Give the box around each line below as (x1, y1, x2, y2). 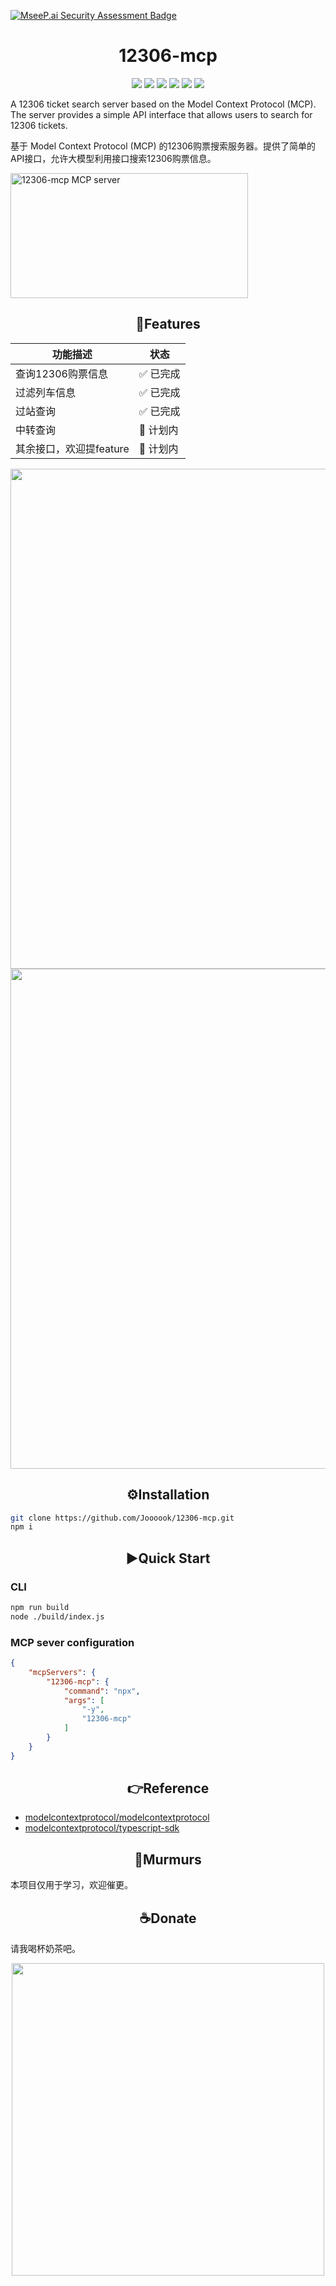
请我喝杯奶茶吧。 (10, 1943, 81, 1955)
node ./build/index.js (10, 1611, 105, 1622)
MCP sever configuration (10, 1635, 135, 1649)
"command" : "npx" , (63, 1686, 141, 1696)
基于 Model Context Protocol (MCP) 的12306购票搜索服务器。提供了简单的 (10, 140, 316, 152)
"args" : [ (63, 1695, 105, 1705)
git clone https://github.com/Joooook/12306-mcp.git (10, 1513, 235, 1523)
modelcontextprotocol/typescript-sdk (24, 1822, 180, 1834)
